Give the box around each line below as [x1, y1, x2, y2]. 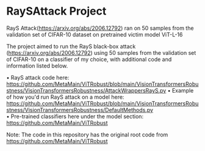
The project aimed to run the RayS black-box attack [6, 43, 136, 50]
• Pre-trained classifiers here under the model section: [6, 113, 144, 120]
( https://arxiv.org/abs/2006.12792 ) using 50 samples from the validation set [6, 49, 196, 56]
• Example [167, 86, 194, 94]
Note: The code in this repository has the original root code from [6, 131, 168, 138]
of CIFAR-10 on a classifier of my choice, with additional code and [6, 55, 172, 63]
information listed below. [6, 62, 68, 69]
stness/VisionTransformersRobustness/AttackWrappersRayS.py [6, 86, 167, 94]
